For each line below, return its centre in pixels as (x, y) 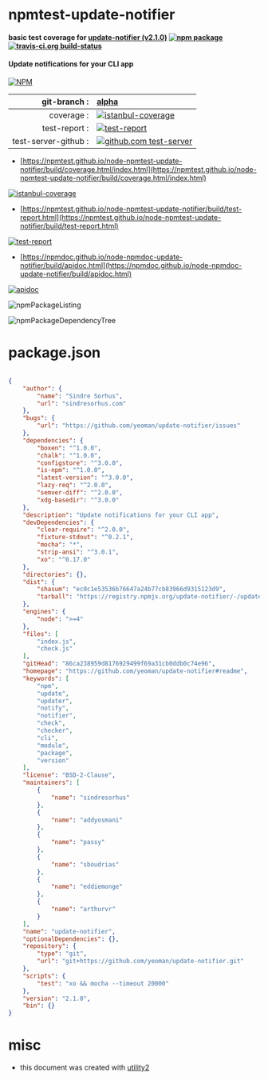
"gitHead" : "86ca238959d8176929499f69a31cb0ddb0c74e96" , (119, 664)
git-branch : (65, 102)
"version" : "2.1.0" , (57, 998)
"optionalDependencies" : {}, (71, 939)
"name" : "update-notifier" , (69, 931)
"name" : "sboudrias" (85, 864)
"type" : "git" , (62, 954)
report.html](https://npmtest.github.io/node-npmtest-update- (120, 217)
